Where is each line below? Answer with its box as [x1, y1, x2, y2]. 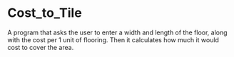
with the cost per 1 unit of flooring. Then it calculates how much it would [7, 35, 220, 44]
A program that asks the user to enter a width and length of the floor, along [7, 28, 228, 37]
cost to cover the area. [7, 43, 74, 51]
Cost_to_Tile [7, 5, 82, 21]
